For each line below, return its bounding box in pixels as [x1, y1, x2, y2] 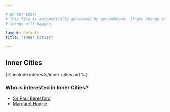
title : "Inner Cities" [5, 35, 53, 40]
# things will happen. [5, 21, 53, 26]
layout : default [5, 30, 39, 35]
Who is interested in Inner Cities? [5, 84, 89, 91]
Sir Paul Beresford [12, 95, 51, 101]
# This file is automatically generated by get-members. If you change [5, 16, 159, 22]
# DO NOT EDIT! [5, 12, 37, 17]
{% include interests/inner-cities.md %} [5, 71, 88, 77]
